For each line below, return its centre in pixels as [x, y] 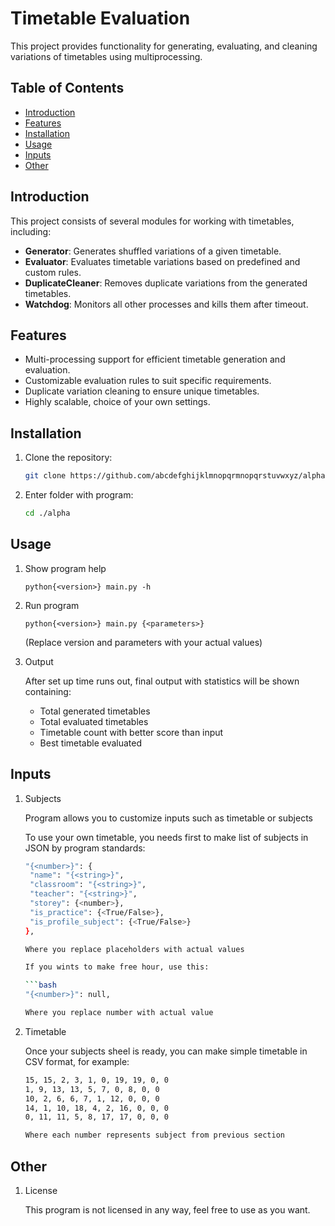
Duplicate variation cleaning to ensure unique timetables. [142, 391]
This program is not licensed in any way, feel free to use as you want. [167, 1210]
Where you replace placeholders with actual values [134, 949]
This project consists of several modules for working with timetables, [152, 221]
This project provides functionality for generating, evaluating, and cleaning [164, 46]
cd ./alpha [47, 513]
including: [31, 231]
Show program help [65, 568]
